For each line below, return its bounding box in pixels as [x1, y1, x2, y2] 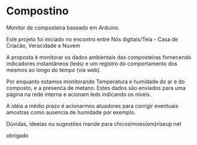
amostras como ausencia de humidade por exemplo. [6, 108, 136, 116]
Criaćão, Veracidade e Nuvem [6, 42, 80, 49]
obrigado [6, 132, 29, 139]
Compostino [6, 4, 69, 18]
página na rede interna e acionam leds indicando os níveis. [6, 90, 151, 98]
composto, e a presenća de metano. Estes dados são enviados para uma [6, 84, 186, 91]
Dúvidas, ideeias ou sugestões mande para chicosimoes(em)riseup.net [6, 120, 181, 127]
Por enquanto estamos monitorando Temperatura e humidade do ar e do [6, 78, 185, 85]
